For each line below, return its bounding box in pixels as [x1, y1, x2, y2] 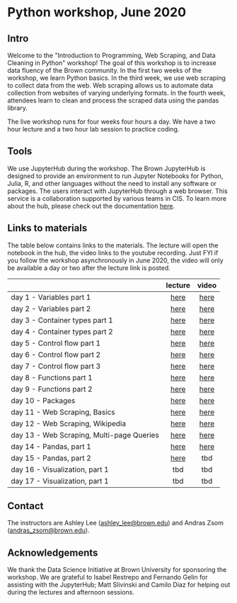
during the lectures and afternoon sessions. [7, 588, 134, 597]
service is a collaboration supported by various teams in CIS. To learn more [7, 194, 227, 202]
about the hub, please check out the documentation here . [7, 201, 175, 210]
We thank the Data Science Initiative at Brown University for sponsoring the [7, 566, 227, 574]
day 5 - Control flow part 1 [11, 338, 101, 348]
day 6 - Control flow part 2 [11, 349, 101, 359]
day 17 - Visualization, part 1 [11, 476, 109, 486]
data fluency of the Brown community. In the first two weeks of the [7, 66, 202, 74]
